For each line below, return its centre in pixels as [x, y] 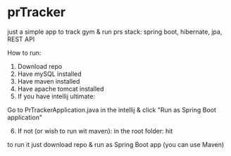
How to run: [24, 53]
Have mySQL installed [50, 74]
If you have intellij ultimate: [56, 96]
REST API [21, 39]
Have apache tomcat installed [61, 89]
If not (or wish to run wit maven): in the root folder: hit [95, 131]
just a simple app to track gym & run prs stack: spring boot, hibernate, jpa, [115, 32]
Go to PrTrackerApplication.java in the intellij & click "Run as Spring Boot [112, 110]
